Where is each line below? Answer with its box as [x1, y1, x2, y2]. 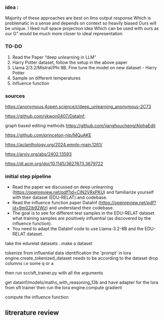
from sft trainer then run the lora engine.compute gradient [5, 285, 122, 291]
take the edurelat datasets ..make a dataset [5, 240, 92, 246]
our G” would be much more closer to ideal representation [5, 31, 123, 37]
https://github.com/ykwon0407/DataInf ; [5, 113, 86, 119]
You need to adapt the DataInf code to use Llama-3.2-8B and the [12, 226, 144, 232]
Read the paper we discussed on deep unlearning [12, 184, 113, 190]
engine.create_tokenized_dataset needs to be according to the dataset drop [5, 255, 159, 261]
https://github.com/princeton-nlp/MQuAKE [5, 132, 92, 138]
